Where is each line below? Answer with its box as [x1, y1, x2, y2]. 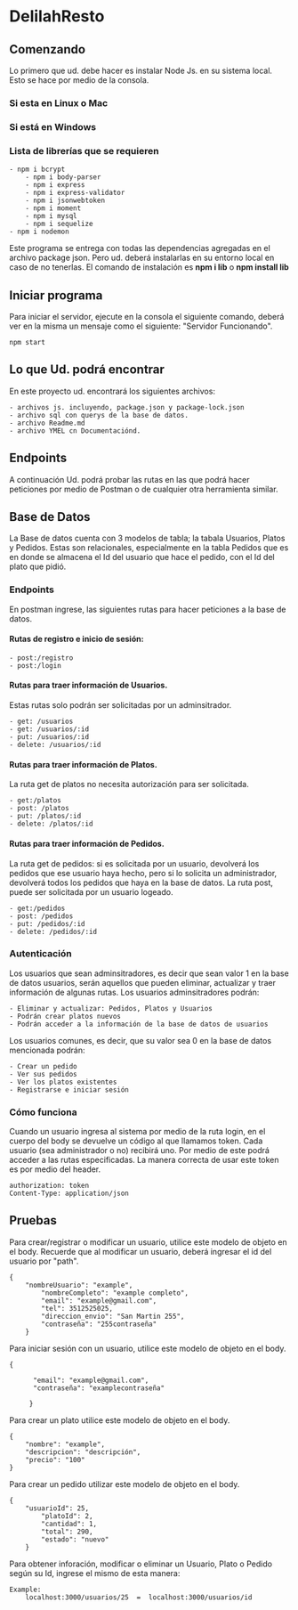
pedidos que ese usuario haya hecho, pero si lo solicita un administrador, [9, 867, 278, 878]
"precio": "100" [25, 1455, 86, 1464]
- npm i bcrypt [9, 165, 66, 175]
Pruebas [9, 1213, 58, 1228]
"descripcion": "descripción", [25, 1447, 141, 1457]
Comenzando [9, 42, 86, 57]
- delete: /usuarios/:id [9, 741, 101, 750]
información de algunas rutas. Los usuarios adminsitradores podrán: [9, 987, 260, 997]
